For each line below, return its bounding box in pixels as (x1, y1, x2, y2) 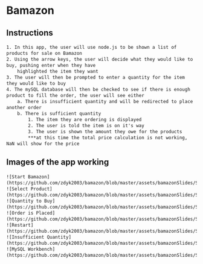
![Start (6, 174, 26, 180)
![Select (6, 186, 28, 192)
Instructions (6, 28, 53, 38)
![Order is (6, 210, 34, 216)
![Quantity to (6, 198, 42, 204)
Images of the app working (6, 157, 109, 168)
